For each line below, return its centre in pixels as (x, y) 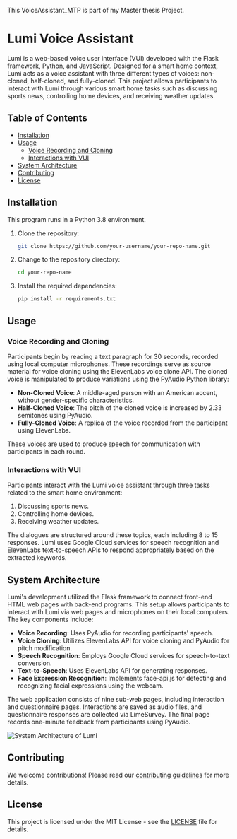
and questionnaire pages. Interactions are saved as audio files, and (105, 707)
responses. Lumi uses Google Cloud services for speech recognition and (113, 543)
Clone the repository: (48, 233)
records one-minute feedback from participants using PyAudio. (99, 722)
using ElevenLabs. (44, 430)
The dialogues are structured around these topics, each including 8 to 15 (113, 535)
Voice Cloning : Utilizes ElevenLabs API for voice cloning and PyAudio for (123, 640)
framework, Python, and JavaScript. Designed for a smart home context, (113, 66)
